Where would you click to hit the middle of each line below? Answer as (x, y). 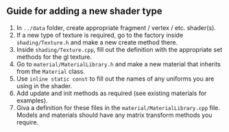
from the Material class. (50, 71)
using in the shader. (44, 85)
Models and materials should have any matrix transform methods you (114, 115)
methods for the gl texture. (54, 57)
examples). (32, 100)
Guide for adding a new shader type (84, 11)
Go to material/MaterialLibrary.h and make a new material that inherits (118, 64)
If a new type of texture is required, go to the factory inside (99, 35)
